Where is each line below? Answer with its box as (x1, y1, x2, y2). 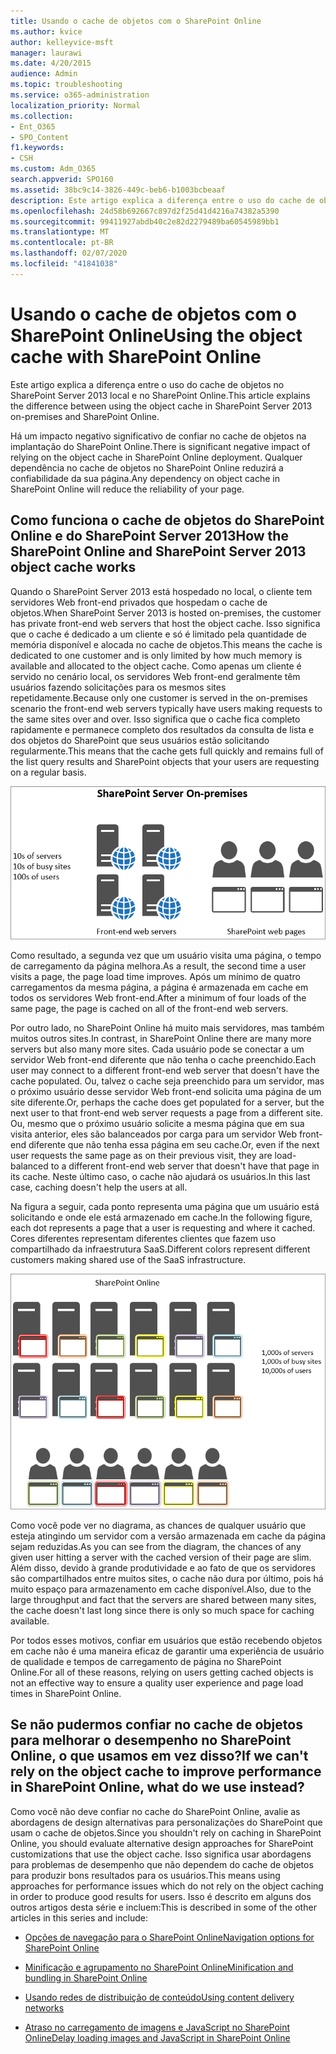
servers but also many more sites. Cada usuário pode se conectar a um (10, 1043, 305, 1055)
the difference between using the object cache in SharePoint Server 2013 (10, 400, 313, 412)
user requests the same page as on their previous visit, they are (10, 1150, 273, 1162)
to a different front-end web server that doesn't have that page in (50, 1160, 320, 1172)
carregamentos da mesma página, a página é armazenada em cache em (10, 981, 309, 994)
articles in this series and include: (10, 1911, 148, 1924)
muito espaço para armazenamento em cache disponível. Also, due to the (10, 1583, 312, 1595)
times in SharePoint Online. (10, 1688, 122, 1700)
